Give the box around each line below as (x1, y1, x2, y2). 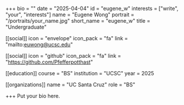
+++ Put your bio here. (5, 93, 60, 99)
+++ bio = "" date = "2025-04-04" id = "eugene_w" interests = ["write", (5, 5, 179, 12)
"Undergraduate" (5, 23, 47, 30)
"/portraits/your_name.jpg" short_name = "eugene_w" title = (5, 17, 151, 24)
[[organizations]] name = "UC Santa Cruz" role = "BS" (5, 81, 136, 88)
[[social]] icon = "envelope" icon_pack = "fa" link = (5, 35, 129, 41)
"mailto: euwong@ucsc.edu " (5, 41, 74, 48)
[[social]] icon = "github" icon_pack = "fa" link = (5, 52, 121, 59)
